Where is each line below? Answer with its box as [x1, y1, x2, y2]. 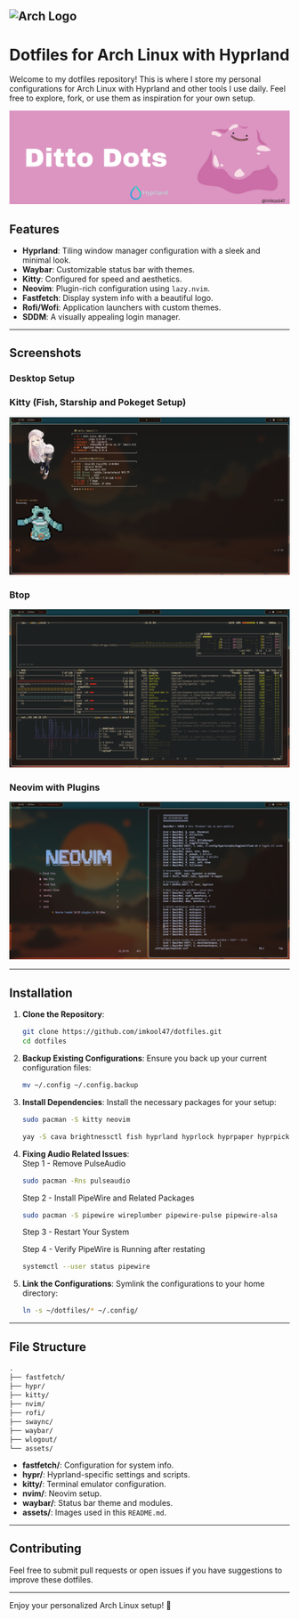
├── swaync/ [9, 1417, 53, 1426]
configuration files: [21, 1062, 92, 1073]
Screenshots [9, 346, 82, 361]
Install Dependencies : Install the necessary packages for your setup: [21, 1096, 278, 1107]
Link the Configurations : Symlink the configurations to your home [21, 1279, 265, 1290]
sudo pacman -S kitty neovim [21, 1115, 131, 1124]
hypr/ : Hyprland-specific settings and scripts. [21, 1468, 190, 1479]
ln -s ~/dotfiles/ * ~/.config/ [21, 1306, 139, 1315]
